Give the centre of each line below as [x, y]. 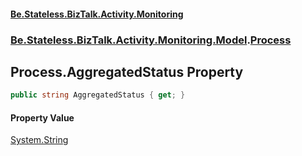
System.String [39, 140]
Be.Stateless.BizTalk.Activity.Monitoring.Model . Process [151, 40]
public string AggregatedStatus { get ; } [98, 95]
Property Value [42, 117]
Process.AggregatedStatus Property [127, 71]
